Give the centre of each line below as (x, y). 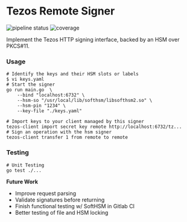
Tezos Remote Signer (61, 11)
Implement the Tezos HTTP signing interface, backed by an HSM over (93, 39)
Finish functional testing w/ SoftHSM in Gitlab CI (74, 206)
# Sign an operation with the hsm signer (59, 132)
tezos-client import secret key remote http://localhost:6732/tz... (94, 127)
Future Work (22, 182)
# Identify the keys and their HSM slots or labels (72, 74)
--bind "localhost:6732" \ (51, 95)
